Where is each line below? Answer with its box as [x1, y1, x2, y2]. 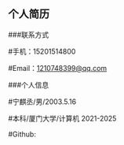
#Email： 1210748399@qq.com [8, 63, 108, 72]
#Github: [8, 129, 37, 139]
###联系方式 [8, 30, 49, 39]
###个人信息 [8, 80, 49, 89]
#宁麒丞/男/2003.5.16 [8, 97, 77, 106]
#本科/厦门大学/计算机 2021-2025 [8, 113, 117, 123]
